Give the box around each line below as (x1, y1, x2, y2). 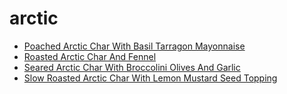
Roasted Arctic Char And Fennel (23, 50, 157, 62)
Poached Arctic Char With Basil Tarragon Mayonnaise (23, 40, 246, 52)
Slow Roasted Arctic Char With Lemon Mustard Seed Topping (23, 72, 278, 84)
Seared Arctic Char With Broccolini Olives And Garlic (23, 61, 241, 73)
